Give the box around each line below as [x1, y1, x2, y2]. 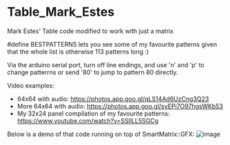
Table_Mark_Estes [7, 4, 115, 20]
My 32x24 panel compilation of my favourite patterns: [17, 109, 170, 118]
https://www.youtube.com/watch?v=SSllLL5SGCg [17, 116, 159, 124]
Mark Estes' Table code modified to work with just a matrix [7, 27, 174, 35]
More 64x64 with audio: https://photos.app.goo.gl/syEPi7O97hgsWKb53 [17, 102, 224, 110]
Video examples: [7, 81, 55, 89]
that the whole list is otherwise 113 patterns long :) [7, 47, 149, 56]
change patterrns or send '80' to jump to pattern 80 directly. [7, 68, 178, 76]
